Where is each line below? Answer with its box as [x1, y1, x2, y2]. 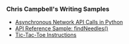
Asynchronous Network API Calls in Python [15, 19, 123, 26]
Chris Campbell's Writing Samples [6, 5, 110, 13]
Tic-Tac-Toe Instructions [15, 31, 77, 39]
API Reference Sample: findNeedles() [15, 25, 108, 32]
